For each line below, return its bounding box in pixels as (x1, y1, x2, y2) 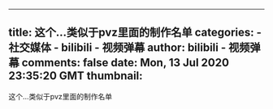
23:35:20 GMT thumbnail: (8, 69, 144, 83)
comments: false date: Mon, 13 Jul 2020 (21, 56, 230, 69)
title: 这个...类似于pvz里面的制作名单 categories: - (8, 26, 262, 40)
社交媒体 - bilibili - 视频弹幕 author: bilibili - (8, 41, 227, 55)
